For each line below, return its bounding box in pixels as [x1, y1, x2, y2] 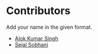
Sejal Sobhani [14, 41, 48, 48]
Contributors [6, 4, 71, 18]
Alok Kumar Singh [14, 35, 58, 42]
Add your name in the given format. [6, 23, 93, 31]
